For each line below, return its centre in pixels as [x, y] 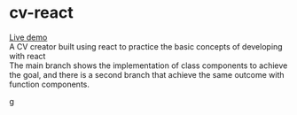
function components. [50, 84]
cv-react [41, 13]
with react [27, 56]
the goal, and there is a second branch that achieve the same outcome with [147, 74]
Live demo [28, 37]
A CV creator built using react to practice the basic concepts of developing [146, 46]
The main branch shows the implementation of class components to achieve [148, 65]
